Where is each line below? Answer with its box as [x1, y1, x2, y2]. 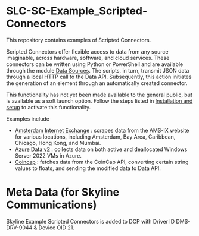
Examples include [6, 115, 49, 122]
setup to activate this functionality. [6, 103, 91, 111]
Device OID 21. [38, 224, 74, 231]
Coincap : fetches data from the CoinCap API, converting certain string [14, 158, 189, 165]
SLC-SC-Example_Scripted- [6, 4, 148, 18]
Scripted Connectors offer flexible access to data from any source [6, 48, 169, 55]
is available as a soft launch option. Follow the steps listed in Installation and [6, 97, 193, 105]
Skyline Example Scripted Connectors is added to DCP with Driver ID [6, 218, 175, 225]
